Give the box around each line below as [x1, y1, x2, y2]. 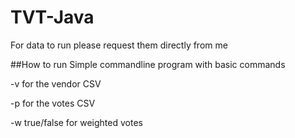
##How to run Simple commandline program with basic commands [10, 58, 286, 70]
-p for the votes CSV [10, 97, 96, 109]
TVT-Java [10, 6, 95, 29]
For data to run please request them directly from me [10, 39, 228, 51]
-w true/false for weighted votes [10, 116, 143, 128]
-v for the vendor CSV [10, 77, 102, 90]
